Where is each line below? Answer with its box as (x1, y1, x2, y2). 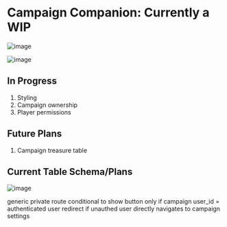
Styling (16, 93, 38, 101)
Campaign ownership (16, 101, 77, 109)
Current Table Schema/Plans (7, 166, 133, 178)
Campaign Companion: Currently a (7, 5, 210, 21)
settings (7, 212, 30, 220)
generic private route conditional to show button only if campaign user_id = (7, 198, 220, 206)
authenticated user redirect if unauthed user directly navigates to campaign (7, 204, 221, 213)
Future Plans (7, 128, 62, 140)
